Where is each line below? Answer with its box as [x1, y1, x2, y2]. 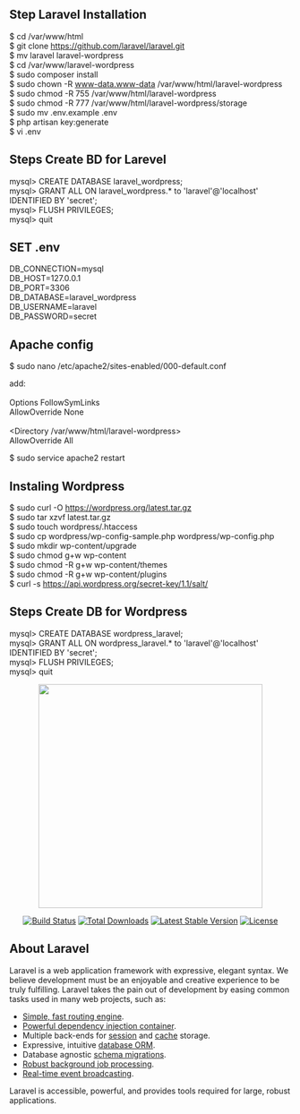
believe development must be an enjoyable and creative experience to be [9, 974, 280, 985]
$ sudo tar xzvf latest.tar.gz [9, 512, 111, 523]
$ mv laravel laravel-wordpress [9, 49, 124, 61]
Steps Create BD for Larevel [9, 152, 167, 167]
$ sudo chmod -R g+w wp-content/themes [9, 560, 168, 570]
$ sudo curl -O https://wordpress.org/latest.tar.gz [9, 502, 193, 513]
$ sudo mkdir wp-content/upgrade [9, 541, 137, 552]
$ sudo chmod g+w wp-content [9, 550, 127, 561]
